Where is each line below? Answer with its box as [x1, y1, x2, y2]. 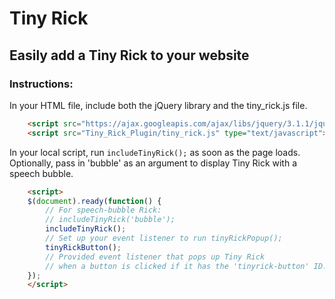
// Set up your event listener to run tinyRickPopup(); [45, 233, 283, 243]
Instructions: [9, 77, 74, 91]
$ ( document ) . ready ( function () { [27, 196, 162, 206]
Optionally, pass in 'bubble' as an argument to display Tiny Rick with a [9, 157, 298, 169]
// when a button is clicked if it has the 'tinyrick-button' [45, 261, 310, 271]
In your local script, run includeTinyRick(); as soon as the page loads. [9, 146, 301, 158]
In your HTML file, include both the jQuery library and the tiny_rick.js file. [9, 99, 308, 111]
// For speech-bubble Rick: [45, 205, 162, 216]
